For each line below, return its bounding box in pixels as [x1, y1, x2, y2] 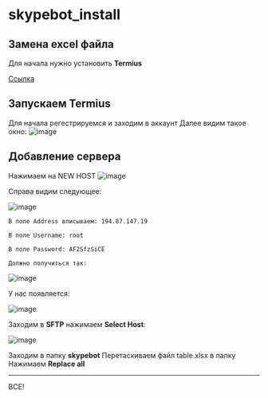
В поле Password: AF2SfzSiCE [8, 245, 105, 253]
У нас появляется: [8, 289, 70, 298]
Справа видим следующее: [8, 186, 102, 196]
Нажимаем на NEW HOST [8, 171, 97, 180]
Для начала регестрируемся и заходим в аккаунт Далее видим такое [8, 118, 247, 128]
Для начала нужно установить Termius [8, 58, 142, 68]
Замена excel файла [8, 37, 114, 51]
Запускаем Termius [8, 97, 112, 111]
